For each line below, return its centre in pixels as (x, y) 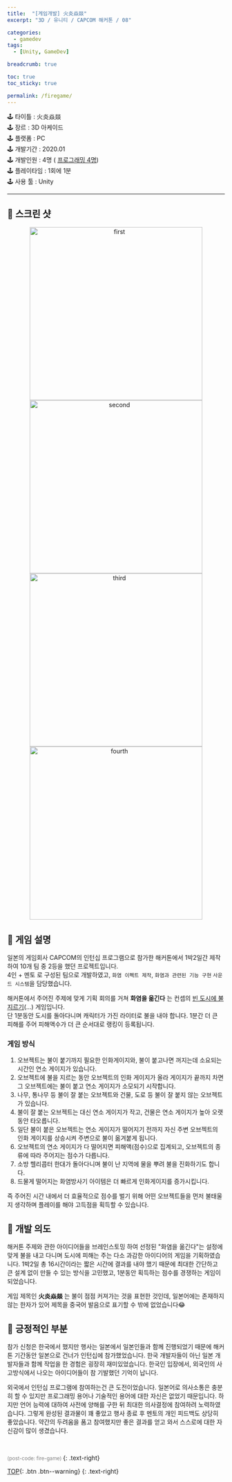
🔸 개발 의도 (29, 1229)
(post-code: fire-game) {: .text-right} (54, 1458)
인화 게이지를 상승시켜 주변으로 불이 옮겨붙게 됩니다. (87, 1138)
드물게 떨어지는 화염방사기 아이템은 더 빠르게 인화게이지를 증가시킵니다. (113, 1181)
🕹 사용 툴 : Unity (30, 181)
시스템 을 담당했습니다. (43, 983)
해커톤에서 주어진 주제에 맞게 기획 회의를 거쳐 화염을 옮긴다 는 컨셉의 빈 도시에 (112, 999)
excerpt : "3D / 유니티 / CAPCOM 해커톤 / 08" (69, 20)
